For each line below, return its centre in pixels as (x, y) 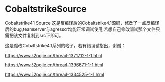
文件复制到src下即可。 (41, 35)
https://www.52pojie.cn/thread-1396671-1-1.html (54, 65)
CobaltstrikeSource (46, 9)
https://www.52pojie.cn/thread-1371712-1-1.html (54, 55)
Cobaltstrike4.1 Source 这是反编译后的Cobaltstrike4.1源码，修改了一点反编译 (82, 23)
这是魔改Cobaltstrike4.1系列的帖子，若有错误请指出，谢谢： (65, 45)
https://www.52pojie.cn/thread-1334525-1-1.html (55, 74)
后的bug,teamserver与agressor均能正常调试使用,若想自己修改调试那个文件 (81, 29)
